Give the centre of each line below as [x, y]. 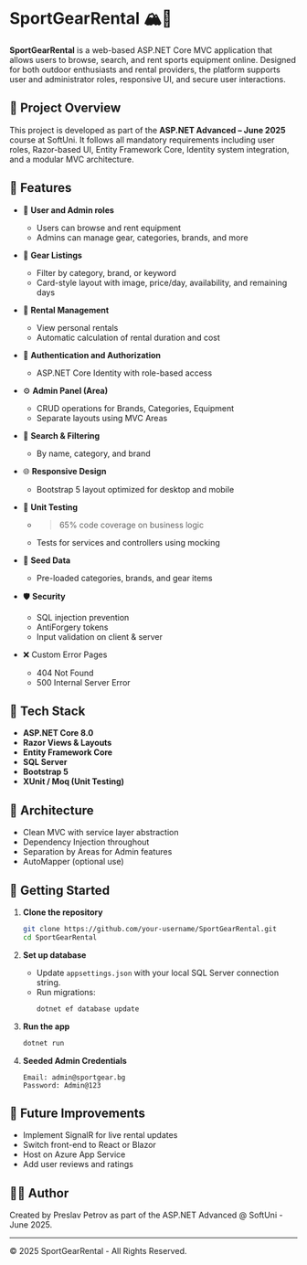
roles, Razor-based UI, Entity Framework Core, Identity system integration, [149, 149]
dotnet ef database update [88, 1009]
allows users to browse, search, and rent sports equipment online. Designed [153, 59]
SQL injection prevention [83, 617]
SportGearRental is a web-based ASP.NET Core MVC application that [141, 50]
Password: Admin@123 [62, 1085]
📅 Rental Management [66, 310]
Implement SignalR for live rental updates [100, 1135]
